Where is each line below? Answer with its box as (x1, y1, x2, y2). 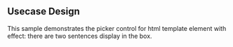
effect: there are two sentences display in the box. (7, 32, 152, 40)
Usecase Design (7, 6, 81, 18)
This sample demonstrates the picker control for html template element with (7, 24, 227, 32)
